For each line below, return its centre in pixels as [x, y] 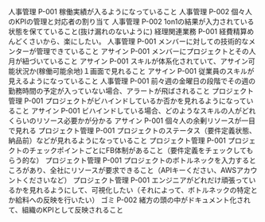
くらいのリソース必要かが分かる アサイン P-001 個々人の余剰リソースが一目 [132, 121]
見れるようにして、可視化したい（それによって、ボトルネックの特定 [140, 190]
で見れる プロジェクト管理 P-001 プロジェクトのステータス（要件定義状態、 [132, 130]
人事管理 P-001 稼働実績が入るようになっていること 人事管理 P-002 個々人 [131, 11]
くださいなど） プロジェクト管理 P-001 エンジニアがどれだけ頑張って [135, 180]
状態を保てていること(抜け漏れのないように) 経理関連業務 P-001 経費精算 [128, 31]
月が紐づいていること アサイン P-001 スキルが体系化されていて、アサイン [128, 61]
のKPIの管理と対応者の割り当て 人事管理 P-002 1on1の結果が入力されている [131, 21]
